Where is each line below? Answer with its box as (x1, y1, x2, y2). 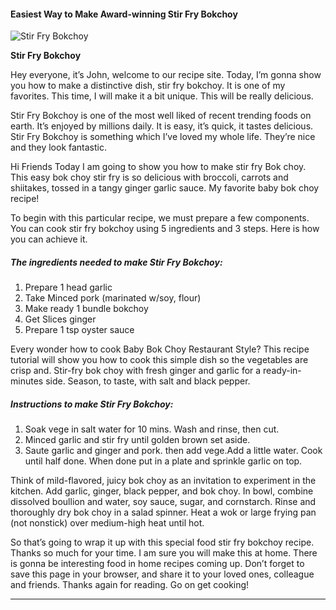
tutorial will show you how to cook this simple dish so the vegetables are (10, 354, 309, 366)
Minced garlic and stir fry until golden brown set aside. (24, 434, 251, 446)
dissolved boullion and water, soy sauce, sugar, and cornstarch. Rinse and (10, 496, 317, 508)
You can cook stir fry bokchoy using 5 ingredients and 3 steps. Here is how (10, 223, 320, 235)
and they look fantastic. (10, 141, 107, 154)
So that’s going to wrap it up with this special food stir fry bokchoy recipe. (10, 536, 315, 549)
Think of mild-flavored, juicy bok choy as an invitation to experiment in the (10, 475, 317, 487)
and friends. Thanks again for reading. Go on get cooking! (10, 579, 250, 591)
